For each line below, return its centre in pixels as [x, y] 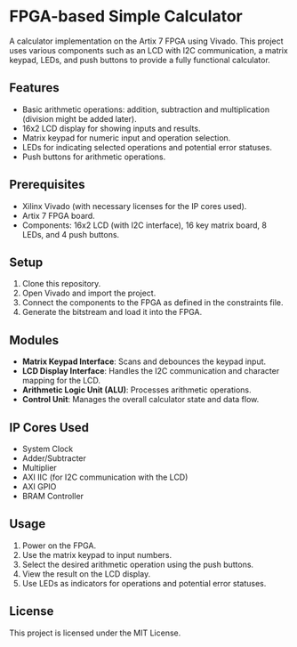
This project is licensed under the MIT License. [95, 633]
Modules [34, 340]
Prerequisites [47, 185]
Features [34, 88]
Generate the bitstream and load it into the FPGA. [112, 312]
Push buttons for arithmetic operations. [94, 157]
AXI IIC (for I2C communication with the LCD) [105, 477]
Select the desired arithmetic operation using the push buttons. [138, 564]
